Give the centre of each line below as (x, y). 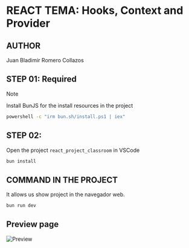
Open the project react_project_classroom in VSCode (73, 150)
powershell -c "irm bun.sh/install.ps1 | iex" (66, 116)
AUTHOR (24, 46)
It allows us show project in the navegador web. (66, 195)
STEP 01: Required (41, 79)
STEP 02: (24, 136)
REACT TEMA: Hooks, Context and (95, 11)
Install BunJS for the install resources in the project (70, 105)
